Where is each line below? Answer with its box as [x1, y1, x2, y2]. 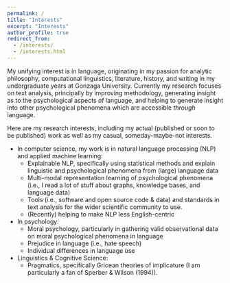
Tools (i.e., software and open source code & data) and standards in [27, 195, 220, 204]
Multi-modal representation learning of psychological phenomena [27, 173, 214, 182]
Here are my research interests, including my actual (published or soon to [7, 124, 215, 132]
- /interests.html [13, 49, 67, 56]
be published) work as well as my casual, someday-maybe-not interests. [7, 131, 213, 139]
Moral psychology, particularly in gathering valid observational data [27, 224, 218, 233]
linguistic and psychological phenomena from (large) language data [27, 166, 219, 175]
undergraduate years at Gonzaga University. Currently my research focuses [7, 82, 222, 90]
